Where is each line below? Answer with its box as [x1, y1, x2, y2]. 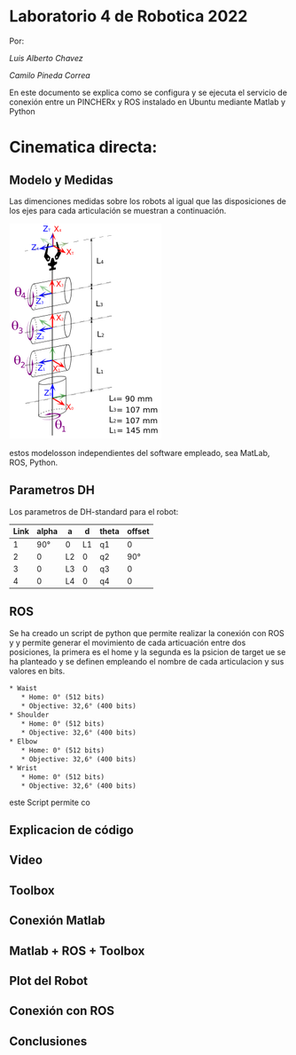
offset [127, 526, 150, 537]
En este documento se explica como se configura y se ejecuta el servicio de [9, 87, 288, 98]
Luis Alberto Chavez [9, 52, 83, 63]
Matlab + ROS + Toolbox [9, 943, 145, 958]
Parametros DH [9, 483, 95, 498]
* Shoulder [9, 710, 50, 720]
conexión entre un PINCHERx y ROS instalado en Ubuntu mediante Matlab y [9, 96, 286, 107]
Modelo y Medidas [9, 172, 113, 187]
